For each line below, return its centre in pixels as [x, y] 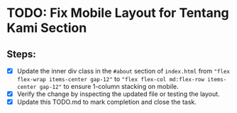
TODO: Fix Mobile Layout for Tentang [118, 13]
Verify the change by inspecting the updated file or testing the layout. [118, 94]
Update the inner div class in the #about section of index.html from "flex [123, 71]
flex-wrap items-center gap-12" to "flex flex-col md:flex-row [111, 79]
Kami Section [47, 28]
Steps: [21, 54]
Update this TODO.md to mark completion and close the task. [106, 102]
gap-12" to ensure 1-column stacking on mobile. [109, 87]
